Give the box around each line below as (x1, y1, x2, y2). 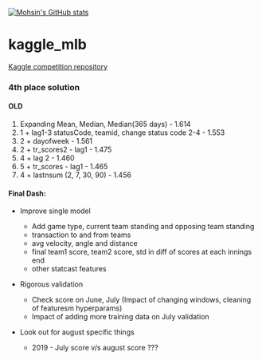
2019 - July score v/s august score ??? (31, 343, 158, 353)
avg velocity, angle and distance (31, 239, 138, 248)
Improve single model (19, 206, 92, 216)
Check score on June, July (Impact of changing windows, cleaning (31, 295, 252, 305)
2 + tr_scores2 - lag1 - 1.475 (19, 144, 112, 155)
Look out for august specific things (19, 327, 135, 337)
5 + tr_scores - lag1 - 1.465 (19, 162, 108, 172)
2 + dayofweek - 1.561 (19, 136, 93, 146)
